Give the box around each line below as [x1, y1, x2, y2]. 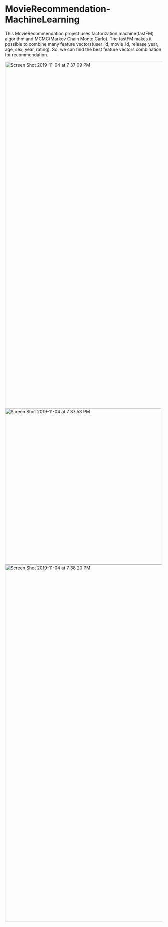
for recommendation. [5, 51, 49, 58]
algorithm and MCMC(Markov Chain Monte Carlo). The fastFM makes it [5, 36, 152, 42]
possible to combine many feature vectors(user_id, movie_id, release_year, [5, 41, 159, 47]
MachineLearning [5, 14, 80, 25]
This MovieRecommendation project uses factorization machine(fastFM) [5, 30, 154, 36]
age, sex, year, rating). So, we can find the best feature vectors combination [5, 46, 161, 52]
